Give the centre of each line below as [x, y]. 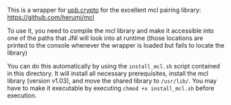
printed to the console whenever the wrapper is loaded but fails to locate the [116, 45]
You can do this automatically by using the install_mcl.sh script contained [114, 66]
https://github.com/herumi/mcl [51, 17]
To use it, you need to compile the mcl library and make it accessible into [111, 31]
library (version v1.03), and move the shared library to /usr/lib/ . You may [112, 81]
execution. [22, 95]
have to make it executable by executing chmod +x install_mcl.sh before [111, 88]
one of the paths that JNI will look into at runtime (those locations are [105, 38]
